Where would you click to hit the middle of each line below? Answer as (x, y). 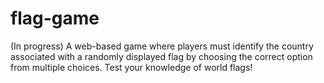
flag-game (55, 18)
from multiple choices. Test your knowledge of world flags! (131, 67)
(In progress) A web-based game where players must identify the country (162, 46)
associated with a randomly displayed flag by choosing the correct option (161, 56)
